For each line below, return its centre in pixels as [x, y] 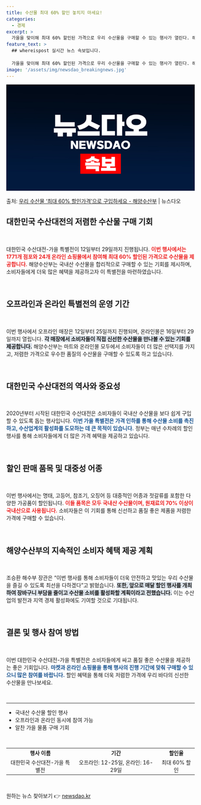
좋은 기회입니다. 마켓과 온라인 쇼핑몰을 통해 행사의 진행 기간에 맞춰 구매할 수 [100, 667]
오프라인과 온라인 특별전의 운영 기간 [68, 304]
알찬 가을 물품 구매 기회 [42, 728]
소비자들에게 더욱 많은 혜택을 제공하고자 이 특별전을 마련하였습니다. [84, 272]
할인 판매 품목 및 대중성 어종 [54, 468]
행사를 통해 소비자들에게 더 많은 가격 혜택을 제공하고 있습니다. [78, 436]
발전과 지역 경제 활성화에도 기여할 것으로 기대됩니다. [78, 600]
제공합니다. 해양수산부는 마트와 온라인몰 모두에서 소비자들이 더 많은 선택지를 [95, 346]
